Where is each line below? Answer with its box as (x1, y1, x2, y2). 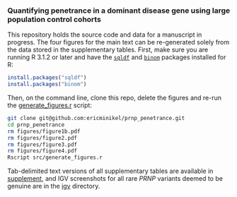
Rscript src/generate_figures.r (7, 154, 103, 161)
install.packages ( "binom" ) (7, 80, 87, 88)
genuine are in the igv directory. (7, 182, 100, 191)
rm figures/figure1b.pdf (7, 128, 81, 135)
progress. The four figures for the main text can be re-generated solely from (7, 38, 230, 47)
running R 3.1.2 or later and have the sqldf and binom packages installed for (7, 53, 226, 61)
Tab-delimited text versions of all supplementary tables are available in (7, 167, 214, 175)
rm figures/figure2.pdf (7, 134, 78, 141)
